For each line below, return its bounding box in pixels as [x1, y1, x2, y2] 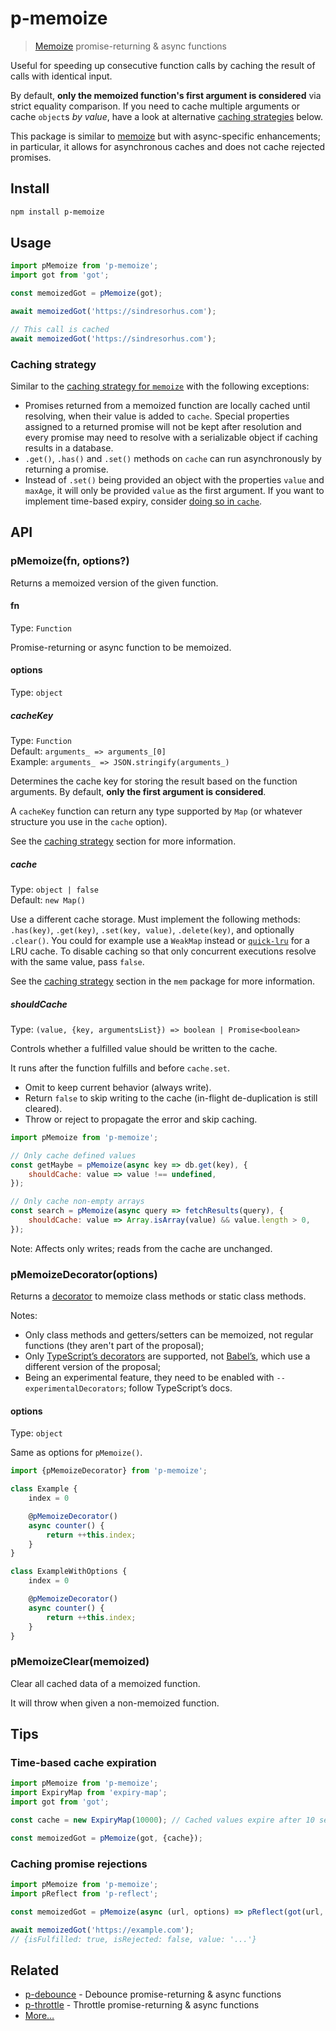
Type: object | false [10, 883, 99, 896]
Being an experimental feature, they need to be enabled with [24, 1372, 275, 1384]
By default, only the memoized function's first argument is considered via [10, 89, 322, 101]
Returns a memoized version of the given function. [10, 577, 219, 589]
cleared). [24, 1102, 63, 1114]
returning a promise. [24, 463, 109, 475]
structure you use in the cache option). [10, 816, 168, 828]
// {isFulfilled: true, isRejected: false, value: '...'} [10, 1934, 257, 1944]
